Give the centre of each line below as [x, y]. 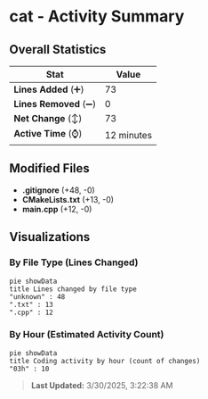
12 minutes [128, 135]
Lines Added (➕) [49, 89]
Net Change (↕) [48, 118]
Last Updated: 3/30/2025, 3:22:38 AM [102, 385]
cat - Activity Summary [97, 17]
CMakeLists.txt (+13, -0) [68, 199]
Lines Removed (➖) [55, 104]
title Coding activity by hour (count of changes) [105, 361]
